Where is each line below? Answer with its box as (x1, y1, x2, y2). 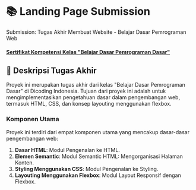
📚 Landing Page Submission (6, 5, 150, 18)
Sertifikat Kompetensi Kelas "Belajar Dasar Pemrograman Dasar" (6, 48, 170, 55)
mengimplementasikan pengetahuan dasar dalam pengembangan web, (6, 94, 180, 101)
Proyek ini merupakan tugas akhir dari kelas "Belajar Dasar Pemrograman (6, 81, 185, 88)
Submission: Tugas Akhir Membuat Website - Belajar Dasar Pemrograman (6, 28, 186, 36)
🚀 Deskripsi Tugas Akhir (6, 65, 97, 75)
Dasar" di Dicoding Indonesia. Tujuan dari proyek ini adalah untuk (6, 87, 166, 95)
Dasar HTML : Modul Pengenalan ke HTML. (14, 146, 121, 153)
